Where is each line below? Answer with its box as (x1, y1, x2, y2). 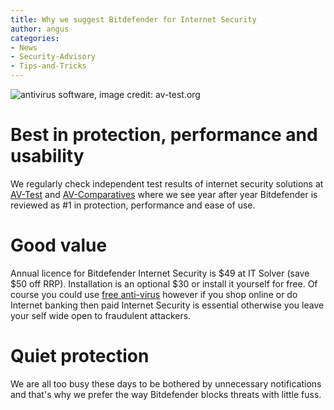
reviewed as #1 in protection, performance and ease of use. (10, 199, 256, 211)
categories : (10, 33, 60, 43)
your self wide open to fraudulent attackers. (10, 309, 192, 321)
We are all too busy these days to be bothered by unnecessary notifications (10, 377, 322, 390)
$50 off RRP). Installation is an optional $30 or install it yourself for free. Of (10, 277, 318, 290)
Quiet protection (10, 345, 150, 368)
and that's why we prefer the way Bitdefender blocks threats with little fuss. (10, 388, 322, 400)
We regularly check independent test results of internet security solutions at (10, 177, 324, 190)
